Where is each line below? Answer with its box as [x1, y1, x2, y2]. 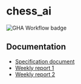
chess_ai [6, 4, 52, 18]
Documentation [6, 42, 66, 52]
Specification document [15, 57, 75, 65]
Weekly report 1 [15, 64, 54, 71]
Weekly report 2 [15, 71, 56, 78]
